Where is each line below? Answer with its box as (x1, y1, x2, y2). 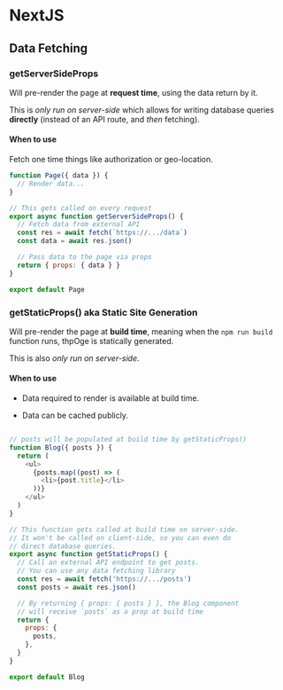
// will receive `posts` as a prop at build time (17, 607, 203, 616)
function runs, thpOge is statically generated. (9, 335, 174, 346)
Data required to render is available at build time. (21, 393, 200, 404)
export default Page (9, 285, 86, 294)
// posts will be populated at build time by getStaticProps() (9, 435, 248, 444)
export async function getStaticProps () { (9, 550, 168, 559)
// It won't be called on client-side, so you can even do (9, 533, 232, 542)
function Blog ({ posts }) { (9, 443, 113, 452)
